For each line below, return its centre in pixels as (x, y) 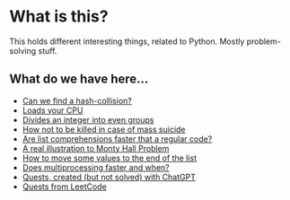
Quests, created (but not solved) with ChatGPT (109, 177)
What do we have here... (79, 79)
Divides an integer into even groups (88, 119)
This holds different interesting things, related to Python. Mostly (127, 41)
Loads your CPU (53, 110)
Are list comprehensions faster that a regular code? (117, 139)
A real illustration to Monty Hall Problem (96, 148)
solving (23, 50)
